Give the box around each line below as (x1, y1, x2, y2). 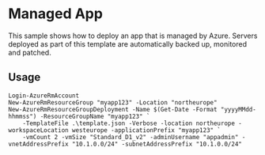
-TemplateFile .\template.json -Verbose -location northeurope (22, 119, 236, 127)
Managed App (8, 5, 103, 23)
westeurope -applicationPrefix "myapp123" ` (71, 126, 221, 134)
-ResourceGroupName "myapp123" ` (40, 112, 150, 120)
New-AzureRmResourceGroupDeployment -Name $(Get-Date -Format (8, 105, 218, 113)
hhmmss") (8, 112, 37, 120)
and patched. (8, 47, 51, 57)
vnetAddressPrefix (8, 140, 69, 148)
